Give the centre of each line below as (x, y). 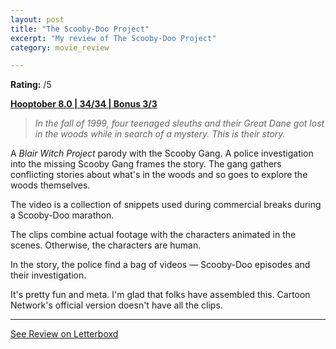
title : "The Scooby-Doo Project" (80, 29)
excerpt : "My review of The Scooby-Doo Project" (113, 38)
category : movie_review (60, 47)
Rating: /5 (31, 85)
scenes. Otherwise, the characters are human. (106, 245)
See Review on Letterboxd (64, 334)
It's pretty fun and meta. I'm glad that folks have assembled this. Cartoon (160, 295)
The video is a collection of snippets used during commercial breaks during (166, 205)
